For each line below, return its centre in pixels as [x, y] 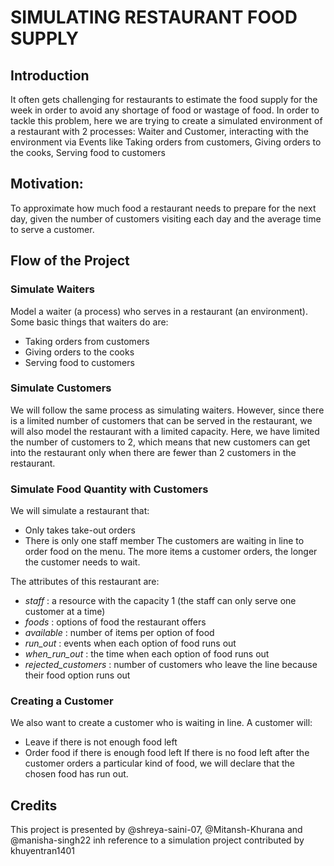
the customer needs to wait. [82, 562]
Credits [34, 805]
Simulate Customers [61, 388]
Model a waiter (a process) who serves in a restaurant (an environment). [159, 311]
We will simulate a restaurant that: [80, 511]
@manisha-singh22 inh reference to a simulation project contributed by [157, 840]
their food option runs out [77, 675]
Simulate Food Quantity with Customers [109, 489]
